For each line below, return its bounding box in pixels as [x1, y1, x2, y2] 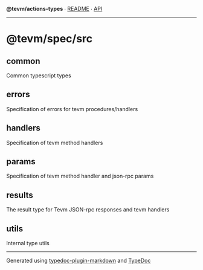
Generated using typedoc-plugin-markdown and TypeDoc [6, 257, 151, 265]
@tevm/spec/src [6, 32, 93, 46]
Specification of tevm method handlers [6, 139, 103, 146]
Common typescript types [6, 72, 71, 79]
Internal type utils [6, 240, 50, 247]
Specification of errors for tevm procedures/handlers [6, 105, 138, 112]
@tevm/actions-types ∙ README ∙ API [6, 5, 103, 12]
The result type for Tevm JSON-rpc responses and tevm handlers [6, 206, 170, 213]
